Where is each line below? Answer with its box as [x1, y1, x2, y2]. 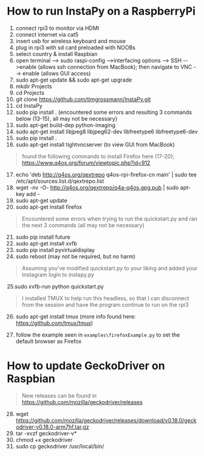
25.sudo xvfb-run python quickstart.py [7, 282, 104, 290]
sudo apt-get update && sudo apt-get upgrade [15, 76, 132, 83]
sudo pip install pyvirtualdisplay [15, 246, 95, 253]
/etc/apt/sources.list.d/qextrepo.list [15, 177, 104, 184]
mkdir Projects [15, 82, 52, 89]
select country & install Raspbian [15, 50, 98, 57]
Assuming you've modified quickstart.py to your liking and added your [21, 264, 198, 272]
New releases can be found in [21, 391, 97, 399]
